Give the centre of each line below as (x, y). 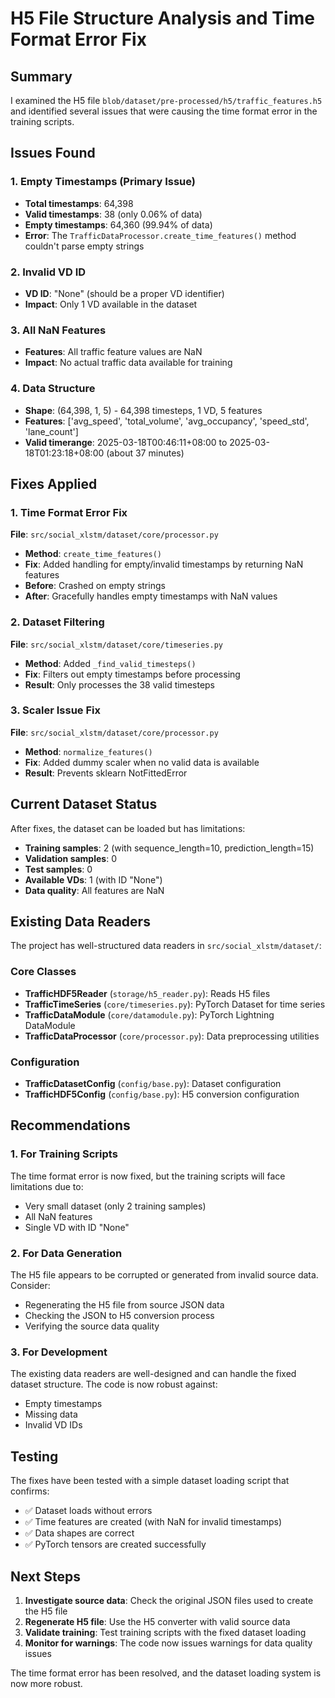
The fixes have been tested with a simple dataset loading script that (150, 1481)
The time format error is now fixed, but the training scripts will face (148, 1176)
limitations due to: (47, 1186)
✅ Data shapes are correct (79, 1533)
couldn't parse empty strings (84, 246)
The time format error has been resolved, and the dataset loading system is (166, 1673)
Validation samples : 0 (70, 858)
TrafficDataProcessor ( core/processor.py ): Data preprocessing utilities (172, 1036)
